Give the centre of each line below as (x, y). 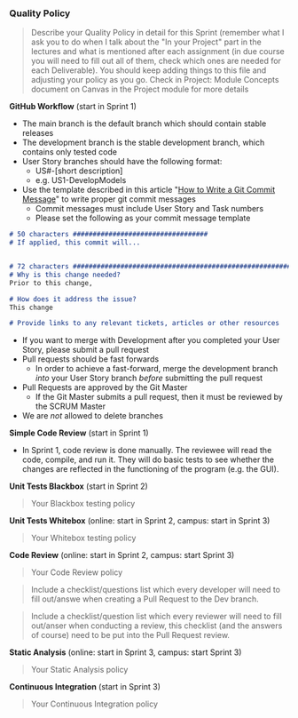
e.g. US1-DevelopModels (81, 180)
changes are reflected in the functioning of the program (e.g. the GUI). (150, 469)
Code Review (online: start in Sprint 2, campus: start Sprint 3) (122, 555)
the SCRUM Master (71, 406)
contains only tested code (70, 152)
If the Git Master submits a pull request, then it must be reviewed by (159, 397)
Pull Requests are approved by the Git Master (105, 387)
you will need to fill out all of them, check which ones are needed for (156, 61)
